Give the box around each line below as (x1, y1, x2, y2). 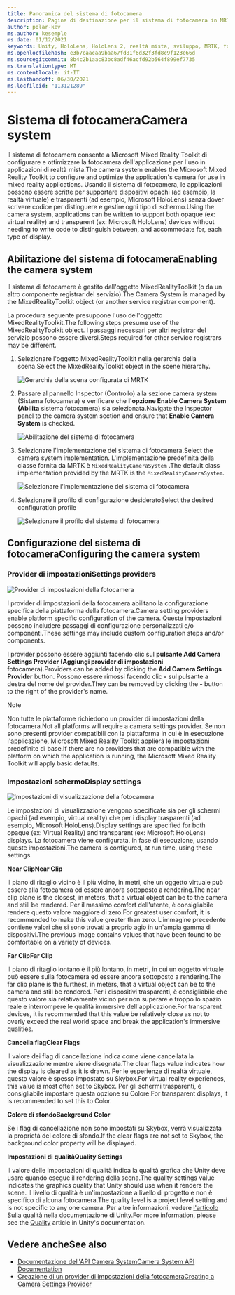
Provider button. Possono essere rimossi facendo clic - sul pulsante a (7, 672, 208, 681)
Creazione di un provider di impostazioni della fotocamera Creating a (17, 1272, 215, 1280)
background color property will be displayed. (7, 1138, 136, 1147)
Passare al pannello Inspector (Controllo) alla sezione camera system (17, 389, 217, 397)
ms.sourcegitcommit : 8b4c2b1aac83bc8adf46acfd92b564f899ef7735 (7, 56, 196, 63)
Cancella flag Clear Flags (7, 1038, 80, 1046)
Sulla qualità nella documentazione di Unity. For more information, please (7, 1211, 217, 1219)
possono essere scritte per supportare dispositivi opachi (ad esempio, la (7, 188, 216, 197)
